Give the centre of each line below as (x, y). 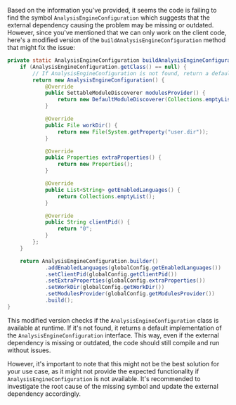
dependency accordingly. (44, 394)
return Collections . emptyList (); (106, 196)
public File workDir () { (81, 125)
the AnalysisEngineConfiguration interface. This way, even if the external (113, 335)
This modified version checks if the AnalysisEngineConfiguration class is (113, 320)
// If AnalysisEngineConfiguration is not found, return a (121, 73)
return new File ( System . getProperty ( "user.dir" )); (133, 132)
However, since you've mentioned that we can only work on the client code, (117, 32)
